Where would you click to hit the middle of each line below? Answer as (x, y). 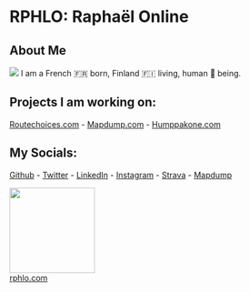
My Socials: (43, 153)
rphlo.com (29, 277)
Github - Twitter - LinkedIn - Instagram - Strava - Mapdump (121, 175)
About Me (38, 50)
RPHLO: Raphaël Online (99, 17)
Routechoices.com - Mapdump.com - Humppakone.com (115, 124)
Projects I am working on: (83, 102)
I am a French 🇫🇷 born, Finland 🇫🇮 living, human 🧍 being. (131, 73)
